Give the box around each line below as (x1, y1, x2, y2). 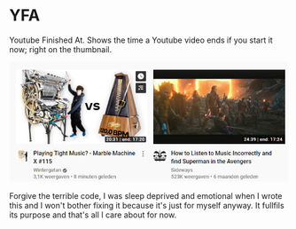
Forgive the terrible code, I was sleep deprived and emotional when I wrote (9, 190, 283, 201)
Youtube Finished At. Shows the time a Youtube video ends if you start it (9, 35, 273, 45)
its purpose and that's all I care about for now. (9, 209, 177, 220)
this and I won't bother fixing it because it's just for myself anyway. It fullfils (9, 200, 285, 210)
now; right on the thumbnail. (9, 43, 113, 54)
